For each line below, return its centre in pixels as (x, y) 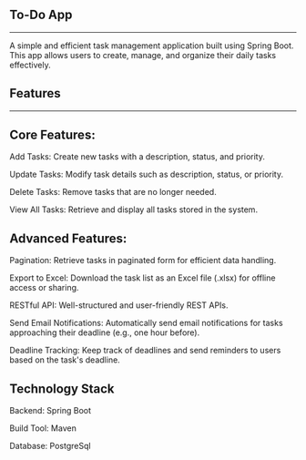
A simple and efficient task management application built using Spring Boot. (152, 46)
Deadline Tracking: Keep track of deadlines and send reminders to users (145, 351)
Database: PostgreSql (50, 446)
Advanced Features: (68, 238)
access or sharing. (44, 288)
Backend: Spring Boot (51, 411)
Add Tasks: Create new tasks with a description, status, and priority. (138, 157)
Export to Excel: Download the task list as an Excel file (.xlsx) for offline (143, 278)
